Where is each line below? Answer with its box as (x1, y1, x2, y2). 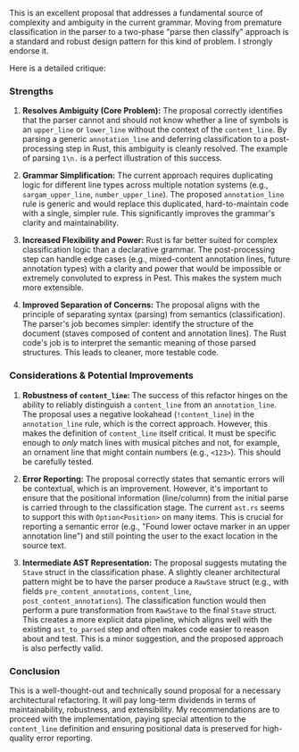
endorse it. (9, 46, 49, 56)
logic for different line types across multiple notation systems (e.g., (21, 180, 269, 190)
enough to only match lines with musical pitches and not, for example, (21, 437, 280, 447)
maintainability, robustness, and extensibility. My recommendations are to (9, 704, 280, 714)
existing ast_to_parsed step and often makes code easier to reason (21, 623, 270, 634)
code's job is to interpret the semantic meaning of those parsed (21, 338, 256, 348)
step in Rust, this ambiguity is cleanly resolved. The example (65, 143, 288, 155)
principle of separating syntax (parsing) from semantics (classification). (21, 309, 286, 320)
